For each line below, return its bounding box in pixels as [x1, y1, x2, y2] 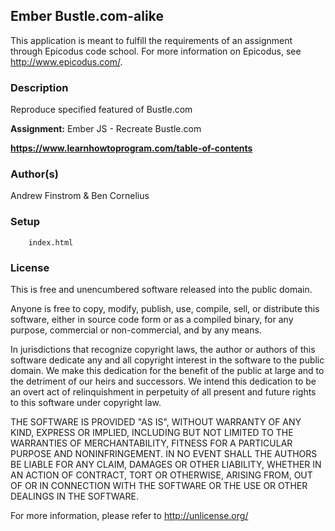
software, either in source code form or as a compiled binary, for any [10, 314, 294, 325]
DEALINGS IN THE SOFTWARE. [10, 490, 139, 502]
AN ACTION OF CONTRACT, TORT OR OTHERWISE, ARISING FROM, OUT [10, 469, 313, 481]
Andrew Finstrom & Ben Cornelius [10, 190, 150, 202]
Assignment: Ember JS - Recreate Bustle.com [10, 123, 202, 135]
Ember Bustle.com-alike [10, 8, 164, 25]
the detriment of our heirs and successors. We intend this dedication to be [10, 375, 317, 387]
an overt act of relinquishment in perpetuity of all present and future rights [10, 386, 317, 398]
